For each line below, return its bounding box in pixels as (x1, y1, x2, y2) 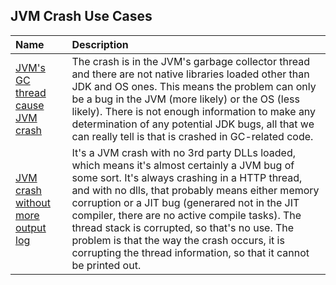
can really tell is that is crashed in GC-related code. (71, 129, 314, 143)
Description (71, 37, 129, 51)
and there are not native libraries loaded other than (71, 67, 310, 81)
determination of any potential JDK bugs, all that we (71, 117, 315, 131)
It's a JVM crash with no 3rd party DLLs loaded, (71, 145, 297, 159)
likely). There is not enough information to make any (71, 104, 317, 118)
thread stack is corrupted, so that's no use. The (71, 220, 295, 234)
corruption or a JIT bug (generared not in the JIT (71, 195, 300, 209)
